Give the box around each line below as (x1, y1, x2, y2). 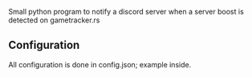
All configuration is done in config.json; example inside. (8, 59, 192, 69)
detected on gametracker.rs (8, 15, 100, 25)
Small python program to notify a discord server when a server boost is (8, 7, 245, 16)
